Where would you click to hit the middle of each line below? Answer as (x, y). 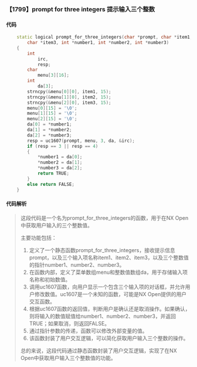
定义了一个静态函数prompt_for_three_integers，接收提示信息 (102, 250)
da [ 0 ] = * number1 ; (50, 124)
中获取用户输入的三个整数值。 (56, 225)
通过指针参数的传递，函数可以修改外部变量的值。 (88, 331)
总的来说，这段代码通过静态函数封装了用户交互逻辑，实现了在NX (98, 351)
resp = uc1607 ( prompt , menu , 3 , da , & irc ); (81, 141)
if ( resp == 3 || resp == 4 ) (63, 146)
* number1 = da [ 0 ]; (60, 157)
